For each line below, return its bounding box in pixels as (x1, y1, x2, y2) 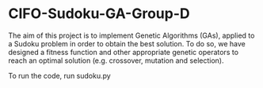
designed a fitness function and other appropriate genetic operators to (8, 47, 239, 57)
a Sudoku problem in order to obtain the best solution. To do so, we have (8, 38, 246, 48)
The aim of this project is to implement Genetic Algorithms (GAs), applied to (8, 31, 255, 40)
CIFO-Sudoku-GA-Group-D (8, 5, 190, 23)
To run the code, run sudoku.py (8, 71, 111, 80)
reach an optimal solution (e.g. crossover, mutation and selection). (8, 56, 224, 65)
